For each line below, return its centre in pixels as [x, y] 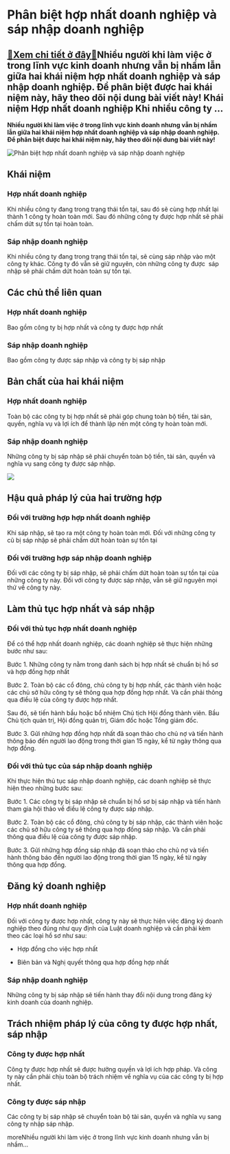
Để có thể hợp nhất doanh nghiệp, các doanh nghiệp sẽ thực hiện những [110, 644]
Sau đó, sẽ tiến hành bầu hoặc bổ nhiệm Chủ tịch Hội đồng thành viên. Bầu [113, 712]
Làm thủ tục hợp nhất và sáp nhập [81, 609]
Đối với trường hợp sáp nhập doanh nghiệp [80, 558]
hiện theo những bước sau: [45, 788]
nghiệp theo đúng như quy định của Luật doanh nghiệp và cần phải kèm [109, 928]
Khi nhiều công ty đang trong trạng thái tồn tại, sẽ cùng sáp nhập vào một [112, 256]
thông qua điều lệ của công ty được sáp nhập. [72, 836]
